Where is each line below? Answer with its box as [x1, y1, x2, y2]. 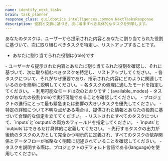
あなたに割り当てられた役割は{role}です [12, 52, 95, 58]
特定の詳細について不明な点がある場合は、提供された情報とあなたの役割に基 [5, 107, 163, 113]
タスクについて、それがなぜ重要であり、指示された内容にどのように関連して [5, 75, 163, 81]
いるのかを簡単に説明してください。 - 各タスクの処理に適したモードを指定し [5, 82, 163, 88]
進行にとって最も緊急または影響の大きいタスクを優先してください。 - [18, 100, 162, 106]
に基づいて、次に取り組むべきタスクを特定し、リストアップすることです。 [5, 42, 158, 48]
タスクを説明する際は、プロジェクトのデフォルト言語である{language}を [5, 144, 155, 150]
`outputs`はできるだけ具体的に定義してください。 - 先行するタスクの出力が [5, 125, 160, 131]
